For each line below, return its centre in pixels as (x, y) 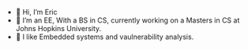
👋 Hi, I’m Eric (36, 12)
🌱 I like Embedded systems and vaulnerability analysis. (105, 37)
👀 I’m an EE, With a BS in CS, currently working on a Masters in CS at (128, 20)
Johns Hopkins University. (58, 28)
